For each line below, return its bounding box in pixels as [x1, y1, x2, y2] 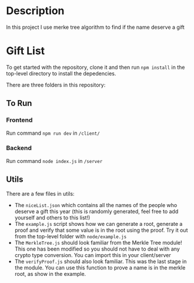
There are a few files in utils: [6, 190, 75, 197]
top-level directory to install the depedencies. [6, 69, 116, 77]
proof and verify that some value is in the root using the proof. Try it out [14, 227, 188, 234]
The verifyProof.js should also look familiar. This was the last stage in [14, 258, 187, 265]
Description [6, 4, 65, 18]
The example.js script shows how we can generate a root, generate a [14, 220, 183, 227]
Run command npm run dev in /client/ [6, 129, 100, 136]
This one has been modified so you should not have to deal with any [14, 245, 180, 252]
